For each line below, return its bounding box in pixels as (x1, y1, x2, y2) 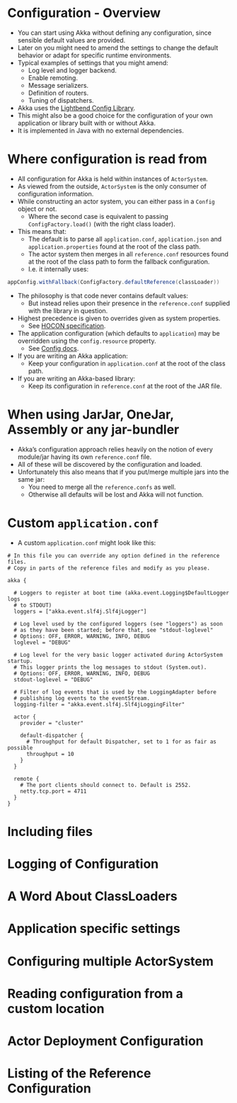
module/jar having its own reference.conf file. (17, 452, 152, 461)
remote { (13, 775, 40, 782)
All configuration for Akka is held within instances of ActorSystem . (17, 174, 209, 183)
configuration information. (17, 189, 94, 198)
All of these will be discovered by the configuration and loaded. (17, 460, 203, 468)
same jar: (17, 475, 45, 483)
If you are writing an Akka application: (17, 351, 129, 360)
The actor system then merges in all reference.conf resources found (28, 249, 229, 258)
